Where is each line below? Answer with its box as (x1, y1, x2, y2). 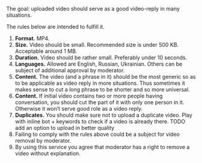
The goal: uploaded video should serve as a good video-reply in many (6, 5, 180, 12)
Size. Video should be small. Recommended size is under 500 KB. (14, 42, 179, 48)
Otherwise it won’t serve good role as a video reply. (14, 105, 143, 112)
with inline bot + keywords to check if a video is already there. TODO (14, 118, 186, 125)
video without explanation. (14, 150, 81, 157)
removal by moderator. (14, 137, 72, 144)
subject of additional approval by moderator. (14, 67, 125, 74)
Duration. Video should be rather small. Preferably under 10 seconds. (14, 54, 188, 61)
